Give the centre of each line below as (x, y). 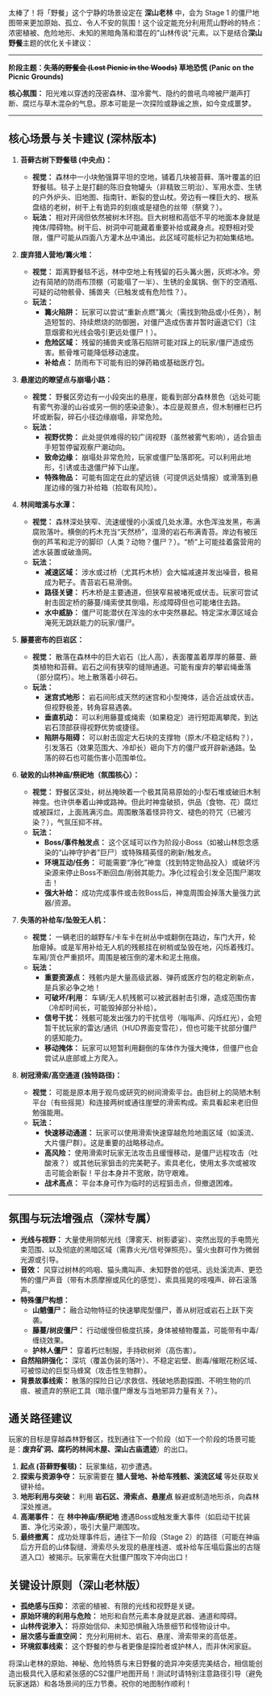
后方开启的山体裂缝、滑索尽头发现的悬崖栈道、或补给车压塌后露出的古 (137, 1547)
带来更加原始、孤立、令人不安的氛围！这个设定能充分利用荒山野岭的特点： (139, 23)
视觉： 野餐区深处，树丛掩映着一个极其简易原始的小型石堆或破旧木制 (146, 792)
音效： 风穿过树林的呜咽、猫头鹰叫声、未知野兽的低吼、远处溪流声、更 (138, 1269)
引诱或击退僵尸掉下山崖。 (101, 467)
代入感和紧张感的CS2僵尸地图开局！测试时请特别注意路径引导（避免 (149, 1673)
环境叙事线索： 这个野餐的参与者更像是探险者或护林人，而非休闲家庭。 (138, 1646)
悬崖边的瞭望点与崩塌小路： (66, 379)
